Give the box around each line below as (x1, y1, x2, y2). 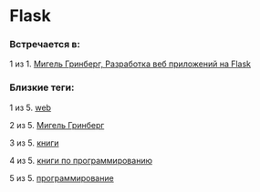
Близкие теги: (9, 81, 75, 94)
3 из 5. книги (9, 137, 59, 148)
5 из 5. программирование (9, 172, 114, 183)
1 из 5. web (9, 102, 52, 113)
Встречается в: (9, 38, 80, 51)
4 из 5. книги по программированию (9, 155, 153, 166)
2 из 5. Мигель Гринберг (9, 119, 105, 130)
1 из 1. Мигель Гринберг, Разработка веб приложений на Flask (9, 58, 252, 69)
